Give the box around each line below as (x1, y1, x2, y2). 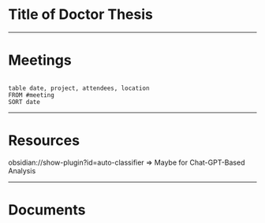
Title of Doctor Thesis (8, 6, 154, 24)
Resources (8, 132, 80, 150)
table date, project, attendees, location (8, 84, 150, 92)
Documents (8, 201, 86, 218)
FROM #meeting (8, 91, 55, 99)
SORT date (8, 98, 41, 106)
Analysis (8, 165, 36, 175)
